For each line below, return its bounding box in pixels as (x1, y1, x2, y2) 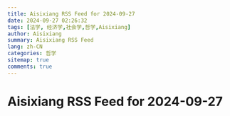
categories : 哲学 (7, 50, 57, 57)
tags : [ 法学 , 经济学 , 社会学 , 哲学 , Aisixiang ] (7, 23, 131, 30)
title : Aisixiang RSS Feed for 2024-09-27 (7, 10, 135, 18)
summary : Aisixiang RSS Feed (7, 37, 94, 44)
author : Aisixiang (7, 30, 62, 37)
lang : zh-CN (7, 43, 43, 50)
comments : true (7, 63, 53, 70)
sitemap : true (7, 57, 50, 64)
